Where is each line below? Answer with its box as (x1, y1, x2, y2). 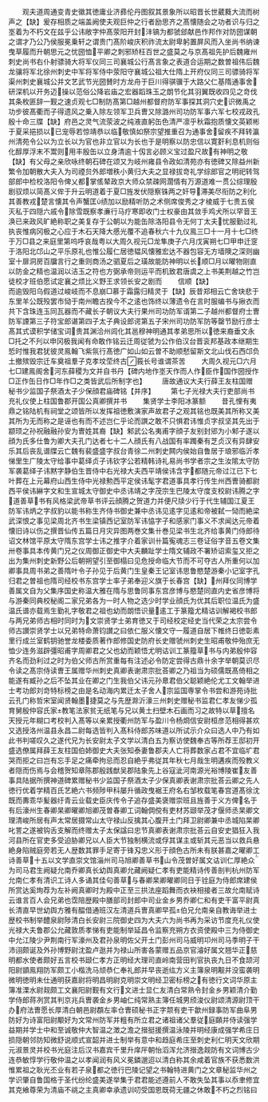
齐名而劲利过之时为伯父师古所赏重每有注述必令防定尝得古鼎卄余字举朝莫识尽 (8, 656, 260, 665)
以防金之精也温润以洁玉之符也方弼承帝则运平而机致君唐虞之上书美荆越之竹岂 (8, 267, 260, 275)
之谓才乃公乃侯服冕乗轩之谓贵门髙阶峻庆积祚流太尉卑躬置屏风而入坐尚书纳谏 (8, 37, 260, 46)
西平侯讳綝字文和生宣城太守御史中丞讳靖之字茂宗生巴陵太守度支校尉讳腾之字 (8, 486, 260, 495)
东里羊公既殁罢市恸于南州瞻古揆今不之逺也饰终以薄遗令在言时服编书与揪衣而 (8, 296, 260, 306)
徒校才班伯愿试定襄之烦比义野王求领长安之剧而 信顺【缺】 (8, 276, 210, 286)
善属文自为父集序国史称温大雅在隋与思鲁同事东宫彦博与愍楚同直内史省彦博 (8, 586, 253, 595)
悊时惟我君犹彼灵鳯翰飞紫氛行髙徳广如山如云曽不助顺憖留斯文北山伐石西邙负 (8, 347, 260, 355)
